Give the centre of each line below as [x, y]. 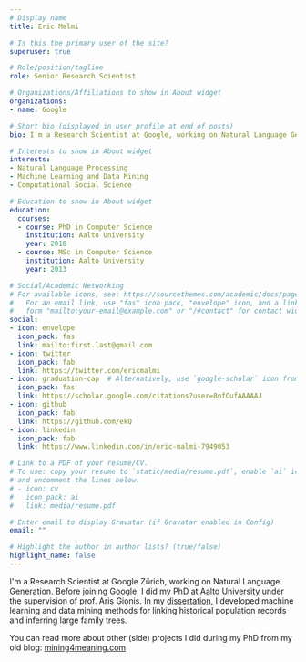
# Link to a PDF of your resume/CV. [79, 463]
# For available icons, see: [65, 294]
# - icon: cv [34, 489]
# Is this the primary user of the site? [89, 43]
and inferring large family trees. [68, 620]
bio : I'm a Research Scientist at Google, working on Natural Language [148, 134]
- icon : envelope [42, 328]
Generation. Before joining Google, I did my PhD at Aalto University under [147, 591]
